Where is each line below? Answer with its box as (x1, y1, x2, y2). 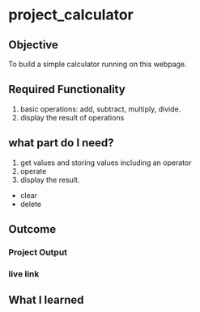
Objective (8, 38, 59, 52)
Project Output (8, 247, 67, 258)
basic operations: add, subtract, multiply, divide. (19, 103, 181, 114)
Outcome (8, 222, 57, 236)
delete (19, 199, 42, 209)
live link (8, 268, 40, 280)
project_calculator (8, 6, 134, 24)
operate (19, 166, 47, 175)
